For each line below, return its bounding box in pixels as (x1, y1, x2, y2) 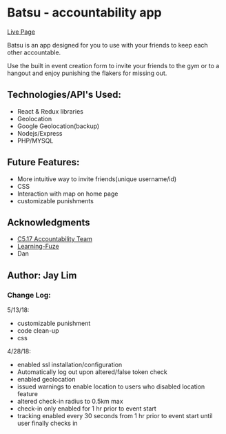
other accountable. (7, 48, 61, 56)
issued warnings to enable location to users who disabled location (17, 382, 205, 391)
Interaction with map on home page (17, 189, 119, 198)
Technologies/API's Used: (7, 89, 122, 101)
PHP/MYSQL (17, 136, 54, 145)
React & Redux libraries (17, 107, 84, 115)
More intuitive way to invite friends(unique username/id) (17, 174, 177, 183)
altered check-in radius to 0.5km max (17, 397, 123, 406)
